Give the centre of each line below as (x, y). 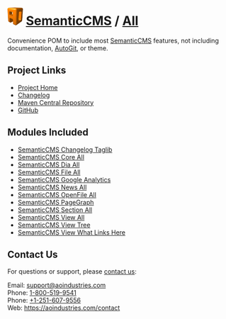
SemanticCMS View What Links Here (72, 232)
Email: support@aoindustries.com (57, 285)
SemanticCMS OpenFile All (57, 194)
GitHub (28, 110)
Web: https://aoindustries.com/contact (64, 308)
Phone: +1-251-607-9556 (44, 301)
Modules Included (48, 132)
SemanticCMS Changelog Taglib (65, 150)
